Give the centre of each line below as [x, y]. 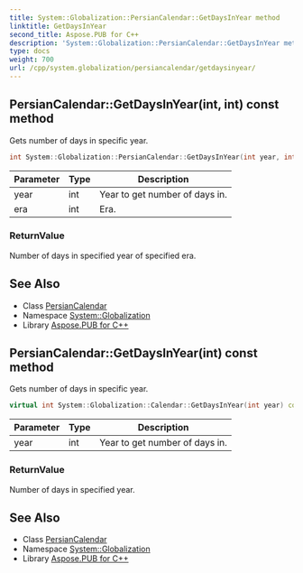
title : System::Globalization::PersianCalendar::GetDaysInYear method [145, 18]
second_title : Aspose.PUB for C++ [74, 34]
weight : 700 [32, 60]
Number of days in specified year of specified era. [103, 255]
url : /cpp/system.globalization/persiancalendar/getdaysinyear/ [133, 69]
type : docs [30, 51]
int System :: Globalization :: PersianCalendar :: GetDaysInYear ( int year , [145, 157]
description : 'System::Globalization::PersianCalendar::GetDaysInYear [145, 43]
